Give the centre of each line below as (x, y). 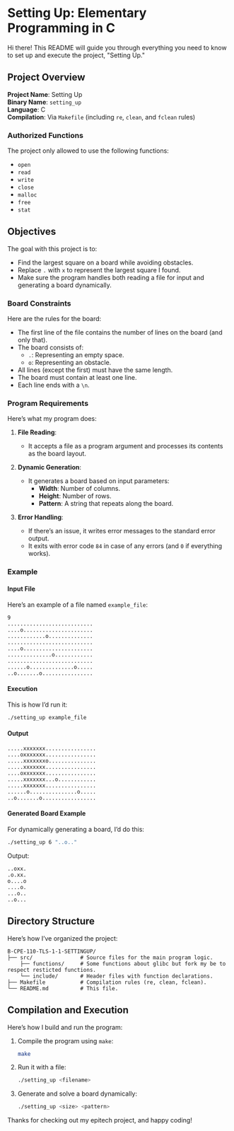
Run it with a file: (42, 1067)
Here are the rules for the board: (54, 319)
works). (39, 554)
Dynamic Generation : (49, 468)
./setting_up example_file (47, 717)
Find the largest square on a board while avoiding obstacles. (105, 262)
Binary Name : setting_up (45, 102)
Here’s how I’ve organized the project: (63, 938)
